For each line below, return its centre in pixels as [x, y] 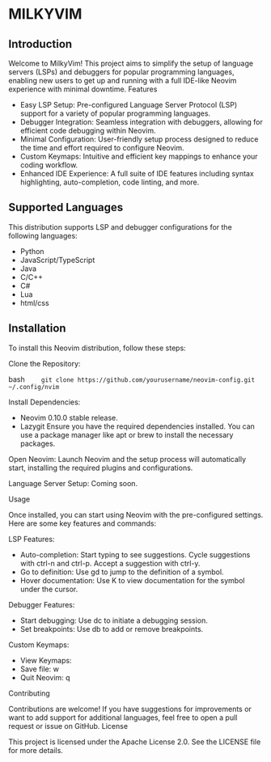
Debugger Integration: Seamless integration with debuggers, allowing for [141, 122]
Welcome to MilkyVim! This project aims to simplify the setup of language [131, 63]
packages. [38, 443]
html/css [35, 303]
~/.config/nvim [34, 387]
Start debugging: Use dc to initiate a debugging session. [114, 620]
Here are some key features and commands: [82, 523]
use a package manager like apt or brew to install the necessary [127, 434]
